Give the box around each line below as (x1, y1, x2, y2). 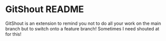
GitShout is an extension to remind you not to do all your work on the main (5, 20, 161, 26)
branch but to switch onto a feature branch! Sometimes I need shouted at (5, 25, 159, 31)
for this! (5, 31, 22, 37)
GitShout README (5, 4, 84, 15)
